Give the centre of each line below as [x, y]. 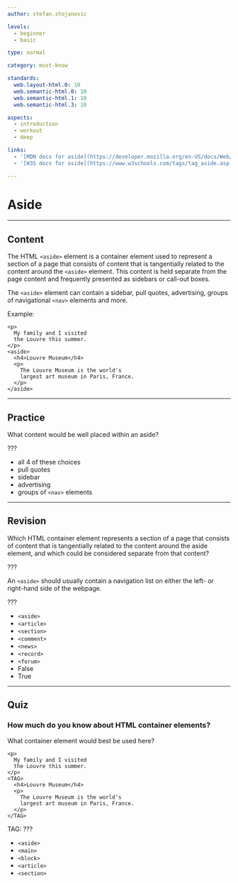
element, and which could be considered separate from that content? [108, 553]
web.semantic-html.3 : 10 [50, 105]
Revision [27, 521]
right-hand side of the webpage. [55, 588]
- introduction [36, 124]
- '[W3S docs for [39, 163]
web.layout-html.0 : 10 [47, 85]
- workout [28, 131]
